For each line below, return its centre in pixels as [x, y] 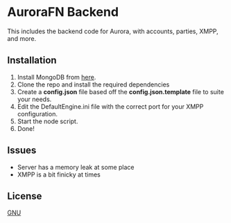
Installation [32, 61]
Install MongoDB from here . [57, 77]
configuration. [37, 114]
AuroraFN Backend [63, 12]
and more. [22, 38]
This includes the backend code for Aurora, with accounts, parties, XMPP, [113, 31]
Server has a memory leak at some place [76, 167]
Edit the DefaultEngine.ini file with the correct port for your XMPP [110, 106]
